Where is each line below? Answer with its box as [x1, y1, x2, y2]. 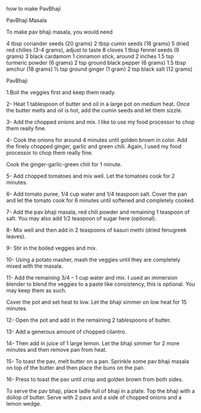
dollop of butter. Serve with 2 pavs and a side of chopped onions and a [6, 394, 182, 401]
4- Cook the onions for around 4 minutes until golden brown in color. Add [6, 136, 188, 143]
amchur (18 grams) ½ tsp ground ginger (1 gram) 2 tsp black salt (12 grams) [6, 65, 193, 73]
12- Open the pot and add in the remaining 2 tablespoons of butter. [6, 316, 172, 324]
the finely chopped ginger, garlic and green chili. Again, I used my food [6, 143, 182, 149]
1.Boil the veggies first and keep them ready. [6, 89, 116, 95]
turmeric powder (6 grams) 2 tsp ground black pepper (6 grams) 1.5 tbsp [6, 59, 187, 66]
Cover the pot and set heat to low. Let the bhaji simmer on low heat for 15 [6, 298, 187, 306]
